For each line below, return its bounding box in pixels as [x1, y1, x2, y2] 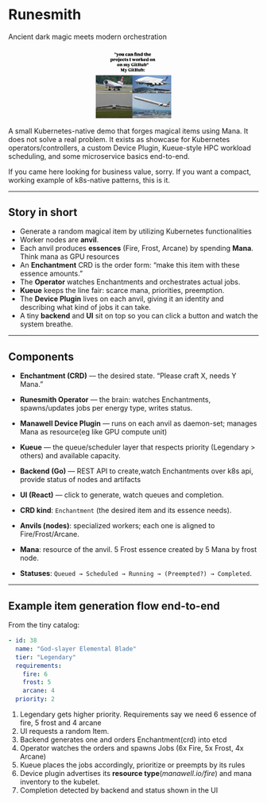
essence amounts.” [19, 268, 83, 279]
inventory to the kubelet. [19, 777, 101, 787]
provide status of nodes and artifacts [19, 475, 141, 485]
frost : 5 [22, 678, 52, 686]
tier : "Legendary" [15, 653, 77, 661]
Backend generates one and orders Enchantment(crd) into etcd [19, 735, 227, 744]
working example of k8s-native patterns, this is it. [8, 175, 171, 184]
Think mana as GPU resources [19, 252, 120, 261]
